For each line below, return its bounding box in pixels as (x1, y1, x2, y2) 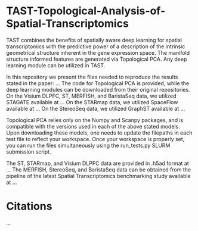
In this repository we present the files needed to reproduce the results (6, 73, 178, 80)
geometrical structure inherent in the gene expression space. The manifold (6, 49, 190, 56)
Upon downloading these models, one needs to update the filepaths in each (6, 129, 193, 136)
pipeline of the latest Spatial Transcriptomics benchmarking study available (6, 172, 191, 179)
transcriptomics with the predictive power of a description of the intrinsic (6, 43, 185, 50)
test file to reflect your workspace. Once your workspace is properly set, (6, 135, 185, 142)
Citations (6, 199, 52, 213)
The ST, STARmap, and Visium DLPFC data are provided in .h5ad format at (6, 160, 189, 167)
